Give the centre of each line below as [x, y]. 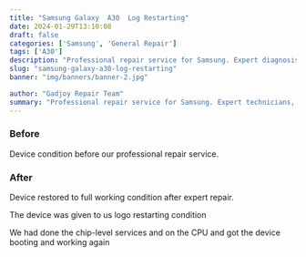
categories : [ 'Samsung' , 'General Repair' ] [93, 43]
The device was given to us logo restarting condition [108, 215]
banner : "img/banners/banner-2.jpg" [79, 77]
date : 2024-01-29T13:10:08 [61, 26]
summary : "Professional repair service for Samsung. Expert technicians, [153, 102]
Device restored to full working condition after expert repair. [122, 198]
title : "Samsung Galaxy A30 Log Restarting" [99, 18]
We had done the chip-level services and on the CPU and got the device [145, 232]
